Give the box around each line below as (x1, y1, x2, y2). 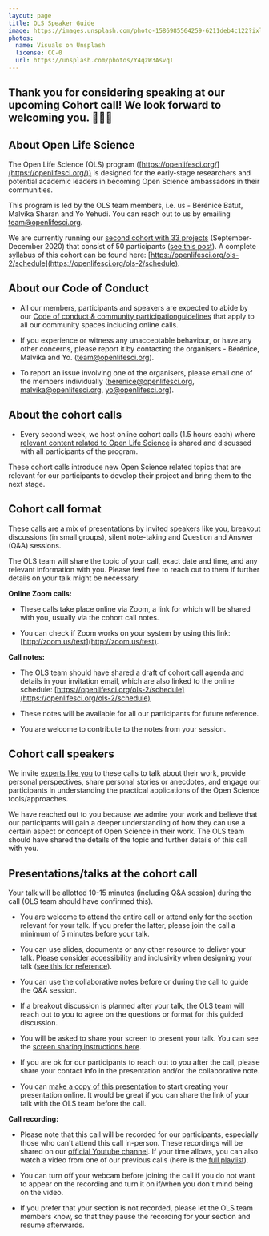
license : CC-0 (15, 49, 62, 57)
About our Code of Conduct (8, 282, 150, 295)
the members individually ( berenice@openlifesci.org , (19, 376, 195, 386)
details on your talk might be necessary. (8, 573, 140, 583)
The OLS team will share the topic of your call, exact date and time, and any (8, 556, 258, 565)
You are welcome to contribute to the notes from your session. (19, 724, 227, 733)
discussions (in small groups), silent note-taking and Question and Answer (8, 532, 254, 541)
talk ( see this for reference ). (19, 961, 112, 971)
